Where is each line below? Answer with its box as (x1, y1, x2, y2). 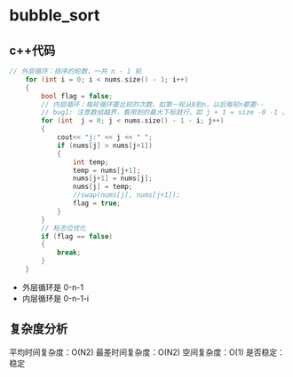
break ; (56, 248, 82, 257)
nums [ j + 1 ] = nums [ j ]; (72, 174, 153, 183)
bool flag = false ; (41, 91, 114, 100)
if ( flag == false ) (41, 232, 114, 240)
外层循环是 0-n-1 (21, 281, 84, 293)
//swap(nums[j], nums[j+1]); (72, 191, 180, 200)
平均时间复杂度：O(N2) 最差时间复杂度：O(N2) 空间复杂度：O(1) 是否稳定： (9, 347, 286, 357)
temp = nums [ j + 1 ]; (72, 166, 141, 175)
